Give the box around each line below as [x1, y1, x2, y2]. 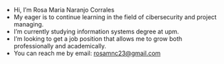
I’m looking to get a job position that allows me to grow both [13, 35, 183, 43]
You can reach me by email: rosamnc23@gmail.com [13, 49, 161, 57]
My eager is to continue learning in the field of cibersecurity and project [13, 13, 217, 21]
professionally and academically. [13, 42, 107, 50]
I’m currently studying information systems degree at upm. [13, 27, 179, 35]
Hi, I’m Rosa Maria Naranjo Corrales [13, 6, 115, 14]
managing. [13, 20, 44, 28]
